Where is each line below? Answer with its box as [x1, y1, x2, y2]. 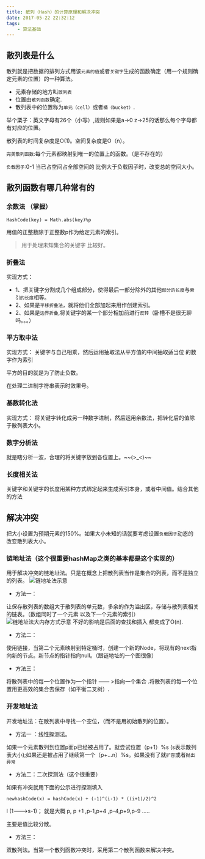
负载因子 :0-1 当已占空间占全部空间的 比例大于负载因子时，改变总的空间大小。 [6, 163, 198, 171]
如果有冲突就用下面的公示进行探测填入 [6, 783, 103, 791]
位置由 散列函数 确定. [15, 96, 62, 103]
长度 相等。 [24, 294, 50, 301]
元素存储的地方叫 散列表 [15, 88, 72, 95]
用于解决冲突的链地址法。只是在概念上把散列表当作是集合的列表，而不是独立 [6, 569, 199, 577]
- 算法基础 [17, 26, 41, 32]
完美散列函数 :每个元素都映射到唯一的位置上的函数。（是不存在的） [6, 150, 167, 158]
